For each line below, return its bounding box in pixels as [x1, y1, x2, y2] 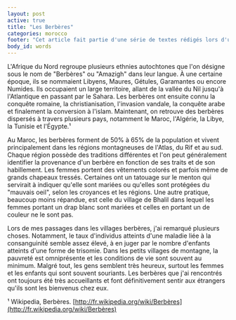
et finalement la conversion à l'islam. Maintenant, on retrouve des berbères [7, 107, 224, 115]
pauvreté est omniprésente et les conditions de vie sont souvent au [7, 254, 202, 262]
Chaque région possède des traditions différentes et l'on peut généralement [7, 151, 227, 159]
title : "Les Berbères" [7, 23, 74, 30]
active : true [7, 17, 46, 24]
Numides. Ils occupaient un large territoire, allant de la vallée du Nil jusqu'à [7, 85, 224, 93]
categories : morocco [7, 30, 68, 37]
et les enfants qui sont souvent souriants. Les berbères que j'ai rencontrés [7, 269, 223, 277]
